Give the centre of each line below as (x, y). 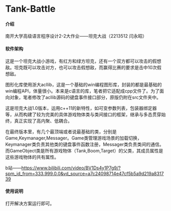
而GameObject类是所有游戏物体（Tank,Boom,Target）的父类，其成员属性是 (84, 150)
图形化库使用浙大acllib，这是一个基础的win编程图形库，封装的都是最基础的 (83, 84)
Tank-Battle (31, 9)
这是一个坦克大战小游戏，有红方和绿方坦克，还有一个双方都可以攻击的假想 (83, 61)
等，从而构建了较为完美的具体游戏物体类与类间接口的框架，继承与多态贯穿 (83, 114)
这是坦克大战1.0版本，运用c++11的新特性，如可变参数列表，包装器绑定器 (81, 108)
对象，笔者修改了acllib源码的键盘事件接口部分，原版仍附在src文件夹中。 (85, 97)
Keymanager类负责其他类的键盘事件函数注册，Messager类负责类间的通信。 (85, 144)
